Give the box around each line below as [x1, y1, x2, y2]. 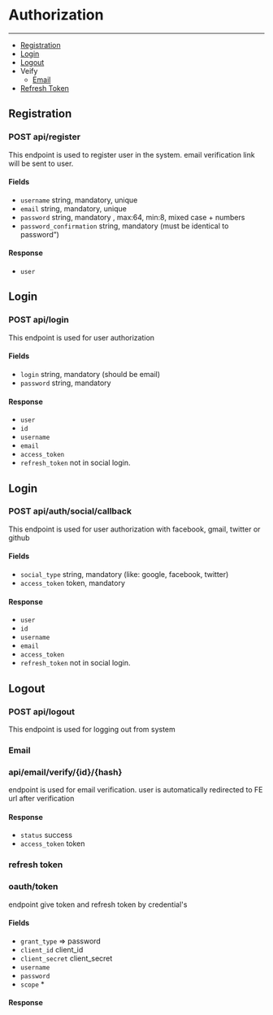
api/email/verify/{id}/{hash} [8, 766, 123, 778]
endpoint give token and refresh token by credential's [8, 900, 188, 909]
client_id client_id [19, 944, 84, 954]
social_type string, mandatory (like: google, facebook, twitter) [19, 570, 229, 579]
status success [19, 831, 73, 840]
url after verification [8, 794, 75, 804]
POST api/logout [8, 705, 76, 717]
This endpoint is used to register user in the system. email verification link [8, 150, 255, 159]
